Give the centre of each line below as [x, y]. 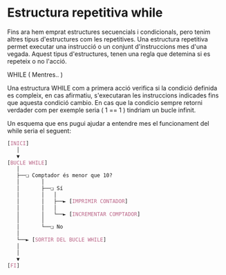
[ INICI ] [18, 143]
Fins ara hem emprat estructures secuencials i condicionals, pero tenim [109, 32]
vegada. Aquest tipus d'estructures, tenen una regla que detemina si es [109, 54]
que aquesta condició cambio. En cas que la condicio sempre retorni [105, 102]
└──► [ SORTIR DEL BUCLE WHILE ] [62, 240]
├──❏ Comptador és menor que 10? [64, 176]
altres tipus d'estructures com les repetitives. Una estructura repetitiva [108, 39]
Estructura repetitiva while [85, 13]
